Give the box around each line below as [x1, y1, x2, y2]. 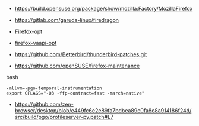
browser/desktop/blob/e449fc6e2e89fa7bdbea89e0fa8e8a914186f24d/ [14, 107, 192, 114]
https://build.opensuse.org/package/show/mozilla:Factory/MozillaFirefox [14, 5, 193, 12]
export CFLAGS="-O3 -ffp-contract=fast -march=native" [6, 91, 145, 96]
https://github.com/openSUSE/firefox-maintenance [14, 62, 140, 69]
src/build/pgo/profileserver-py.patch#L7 [14, 114, 114, 120]
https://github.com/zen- [14, 101, 74, 108]
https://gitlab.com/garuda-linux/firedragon [14, 17, 119, 23]
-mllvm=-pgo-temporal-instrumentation [6, 85, 102, 91]
